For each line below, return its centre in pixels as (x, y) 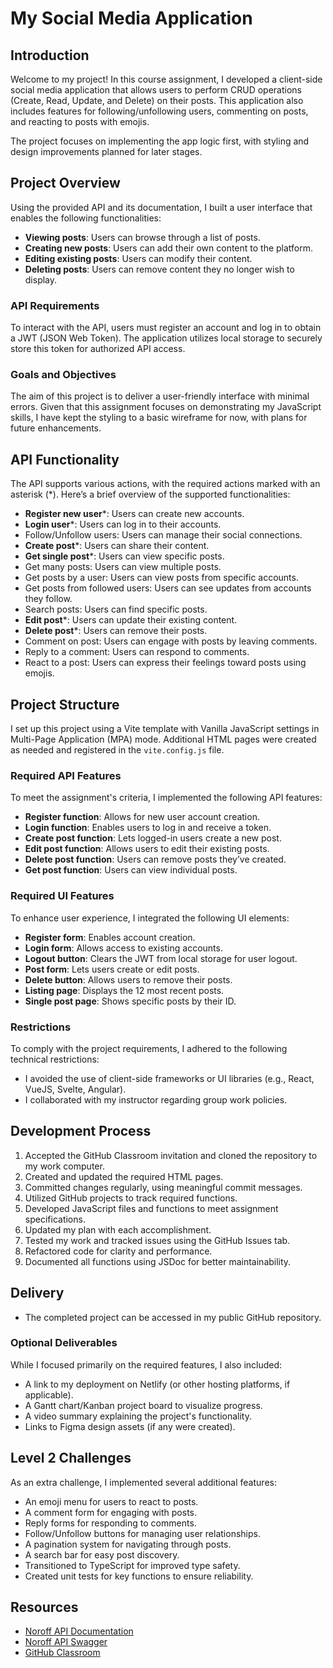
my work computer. (64, 1166)
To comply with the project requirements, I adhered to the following (149, 1048)
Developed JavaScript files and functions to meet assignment (151, 1208)
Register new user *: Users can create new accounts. (134, 514)
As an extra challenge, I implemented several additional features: (143, 1482)
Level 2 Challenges (71, 1458)
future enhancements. (56, 428)
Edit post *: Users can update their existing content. (131, 620)
